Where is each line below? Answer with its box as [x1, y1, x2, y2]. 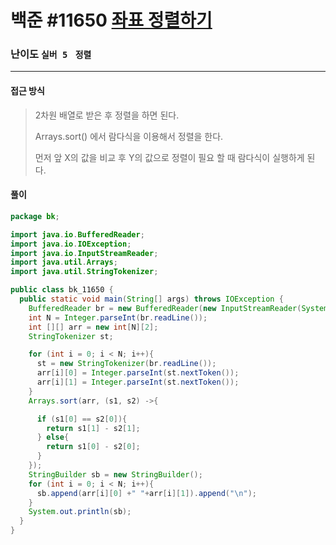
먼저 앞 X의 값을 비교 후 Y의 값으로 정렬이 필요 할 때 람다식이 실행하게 [34, 151, 305, 163]
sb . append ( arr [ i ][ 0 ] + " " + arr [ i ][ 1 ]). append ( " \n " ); [36, 488, 258, 498]
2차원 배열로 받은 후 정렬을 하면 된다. [34, 109, 180, 121]
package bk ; [10, 211, 60, 221]
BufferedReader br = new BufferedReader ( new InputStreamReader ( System [28, 303, 329, 313]
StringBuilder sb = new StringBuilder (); [28, 469, 203, 480]
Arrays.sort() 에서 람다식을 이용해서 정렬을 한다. [34, 130, 224, 142]
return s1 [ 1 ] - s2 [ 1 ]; [46, 423, 141, 433]
